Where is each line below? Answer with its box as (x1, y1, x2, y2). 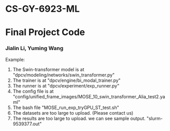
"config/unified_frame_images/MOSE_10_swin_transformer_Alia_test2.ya (12, 93, 165, 100)
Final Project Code (5, 27, 85, 38)
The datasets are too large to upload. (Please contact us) (12, 110, 134, 116)
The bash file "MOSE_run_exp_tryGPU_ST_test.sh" (12, 104, 119, 111)
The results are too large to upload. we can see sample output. (12, 115, 145, 121)
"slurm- (146, 115, 163, 121)
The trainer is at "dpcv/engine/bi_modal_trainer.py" (12, 77, 121, 83)
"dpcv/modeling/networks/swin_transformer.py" (12, 72, 115, 78)
